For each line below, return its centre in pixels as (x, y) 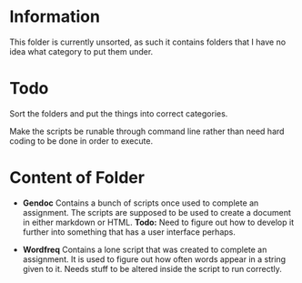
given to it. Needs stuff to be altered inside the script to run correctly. (152, 268)
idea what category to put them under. (81, 51)
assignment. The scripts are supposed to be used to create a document (156, 212)
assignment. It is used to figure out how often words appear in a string (154, 259)
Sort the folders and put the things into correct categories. (119, 113)
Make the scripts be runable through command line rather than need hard (147, 131)
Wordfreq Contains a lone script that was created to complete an (145, 249)
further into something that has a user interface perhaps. (129, 232)
